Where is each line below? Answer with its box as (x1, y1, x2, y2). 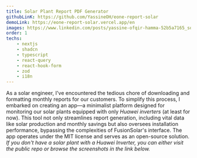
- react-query (16, 57, 51, 63)
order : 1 (6, 30, 28, 36)
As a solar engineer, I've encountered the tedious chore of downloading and (6, 90, 190, 97)
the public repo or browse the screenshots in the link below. (6, 145, 151, 152)
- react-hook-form (16, 62, 62, 69)
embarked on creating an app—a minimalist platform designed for (6, 102, 165, 109)
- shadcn (16, 47, 38, 52)
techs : (6, 36, 22, 41)
